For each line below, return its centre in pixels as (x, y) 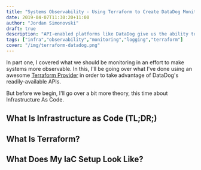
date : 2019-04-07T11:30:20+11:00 (48, 17)
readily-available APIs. (34, 81)
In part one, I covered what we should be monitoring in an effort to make (95, 62)
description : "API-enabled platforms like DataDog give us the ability (97, 34)
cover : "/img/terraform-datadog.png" (53, 46)
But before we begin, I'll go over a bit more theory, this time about (87, 93)
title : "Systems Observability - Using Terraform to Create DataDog (93, 12)
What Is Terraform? (43, 139)
